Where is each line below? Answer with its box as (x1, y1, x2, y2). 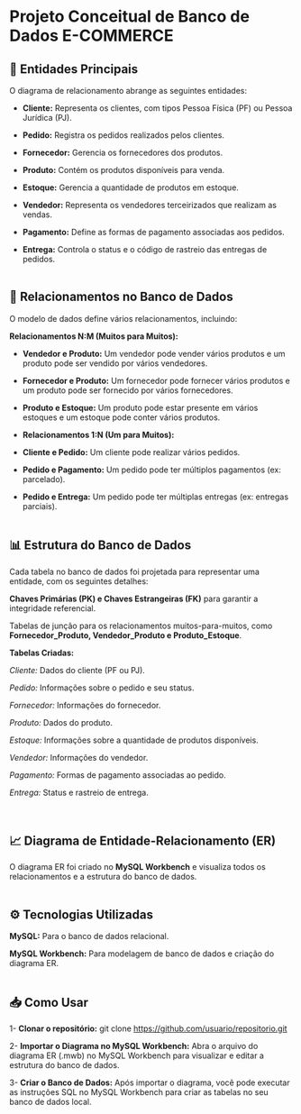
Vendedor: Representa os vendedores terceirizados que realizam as (22, 200, 278, 210)
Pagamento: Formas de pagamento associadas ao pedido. (9, 769, 227, 781)
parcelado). (22, 473, 66, 484)
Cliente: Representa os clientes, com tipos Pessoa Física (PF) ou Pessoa (22, 103, 293, 114)
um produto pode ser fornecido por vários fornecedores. (22, 385, 233, 396)
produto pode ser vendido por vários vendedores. (22, 358, 208, 369)
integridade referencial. (9, 602, 96, 614)
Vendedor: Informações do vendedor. (9, 752, 149, 762)
